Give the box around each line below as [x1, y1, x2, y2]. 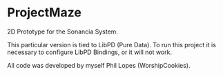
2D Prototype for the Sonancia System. [7, 27, 119, 36]
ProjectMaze [7, 5, 81, 21]
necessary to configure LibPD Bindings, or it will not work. [7, 48, 173, 56]
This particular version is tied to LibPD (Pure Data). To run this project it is [7, 40, 216, 49]
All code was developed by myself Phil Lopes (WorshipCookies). [7, 61, 191, 69]
